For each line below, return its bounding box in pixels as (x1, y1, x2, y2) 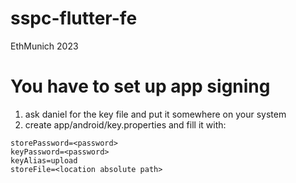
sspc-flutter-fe (10, 7, 138, 30)
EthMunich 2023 (10, 40, 79, 52)
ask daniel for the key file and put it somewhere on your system (24, 108, 287, 120)
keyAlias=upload (10, 155, 78, 166)
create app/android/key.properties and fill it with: (24, 118, 227, 131)
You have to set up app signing (10, 75, 271, 98)
